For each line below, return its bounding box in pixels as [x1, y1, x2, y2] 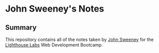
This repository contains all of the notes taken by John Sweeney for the [5, 36, 154, 42]
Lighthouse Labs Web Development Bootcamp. [5, 42, 103, 48]
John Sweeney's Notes [5, 3, 104, 15]
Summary [5, 23, 37, 32]
